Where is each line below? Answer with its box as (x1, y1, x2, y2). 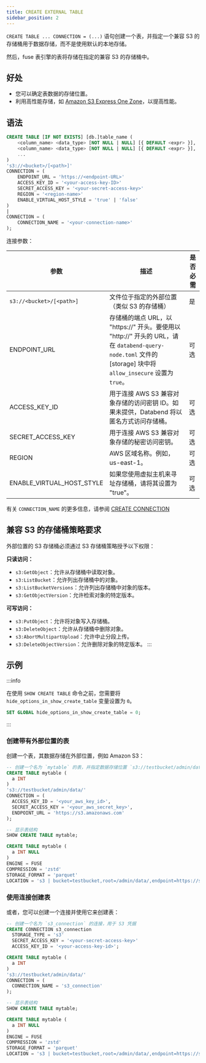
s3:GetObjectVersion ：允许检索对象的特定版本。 (15, 591, 138, 599)
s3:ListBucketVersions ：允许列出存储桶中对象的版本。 (15, 583, 154, 591)
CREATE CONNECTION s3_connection (6, 926, 92, 932)
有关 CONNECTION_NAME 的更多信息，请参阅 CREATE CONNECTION (6, 505, 170, 512)
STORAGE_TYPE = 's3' (12, 932, 64, 938)
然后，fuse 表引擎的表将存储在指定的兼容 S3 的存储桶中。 (6, 53, 153, 60)
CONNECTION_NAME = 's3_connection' (12, 983, 103, 989)
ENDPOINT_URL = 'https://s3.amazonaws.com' (12, 810, 124, 816)
